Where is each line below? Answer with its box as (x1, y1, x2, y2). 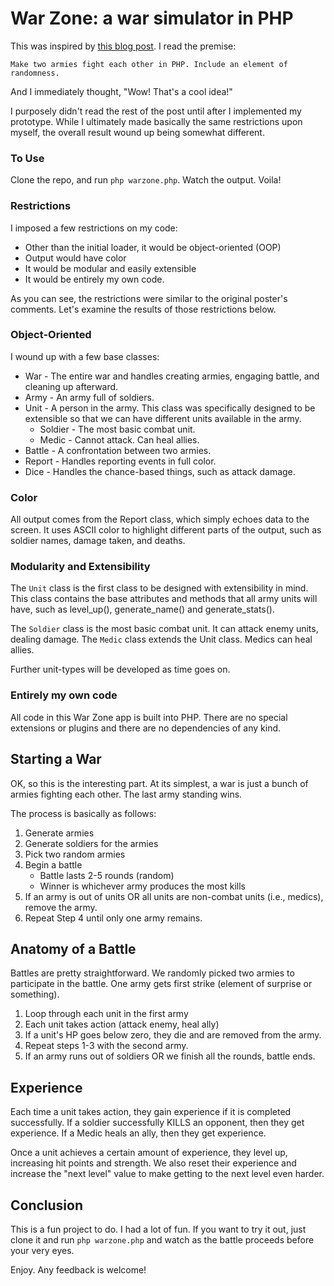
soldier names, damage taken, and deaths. (10, 535, 186, 547)
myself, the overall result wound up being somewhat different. (10, 126, 265, 138)
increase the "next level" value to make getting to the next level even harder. (10, 1168, 325, 1180)
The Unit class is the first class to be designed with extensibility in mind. (10, 582, 309, 594)
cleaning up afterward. (24, 380, 119, 392)
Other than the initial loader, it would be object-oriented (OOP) (24, 241, 282, 253)
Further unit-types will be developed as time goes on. (10, 663, 231, 676)
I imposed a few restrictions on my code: (10, 222, 178, 234)
